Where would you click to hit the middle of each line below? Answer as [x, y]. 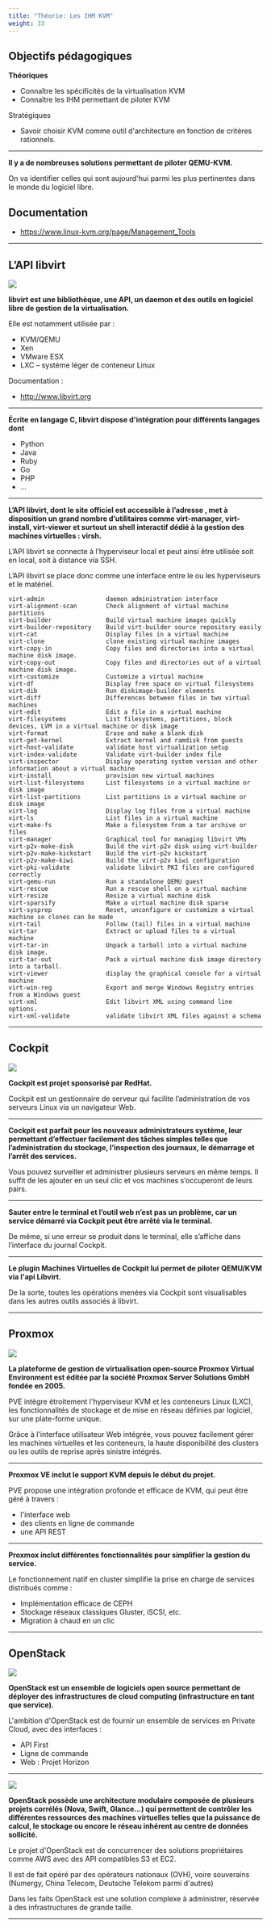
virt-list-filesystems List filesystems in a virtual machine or [129, 783]
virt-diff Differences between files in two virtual [129, 698]
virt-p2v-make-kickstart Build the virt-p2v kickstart [108, 853]
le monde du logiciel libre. [51, 187]
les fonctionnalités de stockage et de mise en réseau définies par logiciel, [130, 1409]
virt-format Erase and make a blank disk [106, 733]
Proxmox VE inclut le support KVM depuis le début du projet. [112, 1474]
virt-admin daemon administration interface [113, 599]
